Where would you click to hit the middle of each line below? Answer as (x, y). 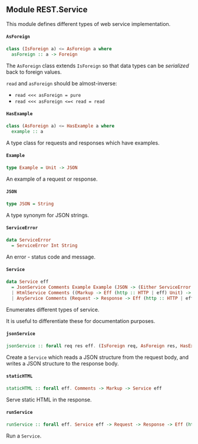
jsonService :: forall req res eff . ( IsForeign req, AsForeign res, (92, 346)
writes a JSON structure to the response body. (62, 363)
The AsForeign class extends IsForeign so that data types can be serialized (98, 66)
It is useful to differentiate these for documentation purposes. (81, 321)
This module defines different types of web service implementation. (88, 24)
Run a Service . (24, 436)
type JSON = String (30, 204)
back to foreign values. (34, 72)
